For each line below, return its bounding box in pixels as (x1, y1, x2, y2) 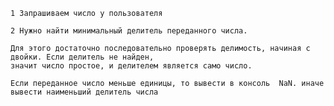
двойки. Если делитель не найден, (10, 52, 155, 62)
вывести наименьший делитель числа (10, 87, 159, 97)
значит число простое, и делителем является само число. (10, 61, 253, 71)
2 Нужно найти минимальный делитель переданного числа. (10, 26, 248, 36)
